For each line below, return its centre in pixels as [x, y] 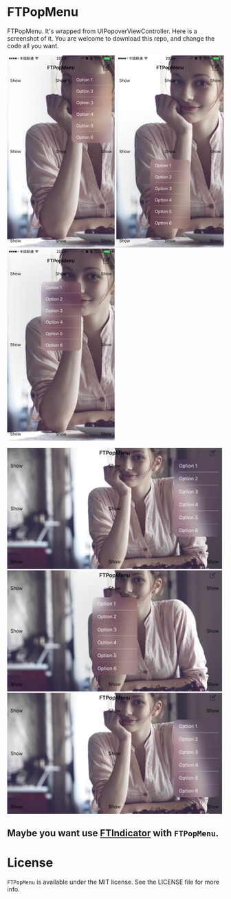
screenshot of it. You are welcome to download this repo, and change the [111, 38]
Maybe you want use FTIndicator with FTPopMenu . [113, 833]
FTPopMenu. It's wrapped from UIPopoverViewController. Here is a [102, 31]
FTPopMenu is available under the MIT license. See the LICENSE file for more [113, 882]
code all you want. [33, 46]
